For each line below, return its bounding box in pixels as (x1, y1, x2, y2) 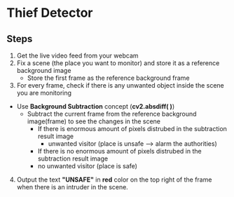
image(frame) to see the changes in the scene (27, 117, 160, 125)
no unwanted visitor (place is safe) (37, 162, 138, 170)
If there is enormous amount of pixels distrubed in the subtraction (37, 125, 227, 133)
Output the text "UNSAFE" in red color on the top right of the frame (16, 175, 212, 184)
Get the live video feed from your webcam (16, 51, 139, 60)
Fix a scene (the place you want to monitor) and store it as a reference (16, 59, 220, 67)
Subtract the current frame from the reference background (27, 110, 197, 118)
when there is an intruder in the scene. (16, 183, 129, 191)
